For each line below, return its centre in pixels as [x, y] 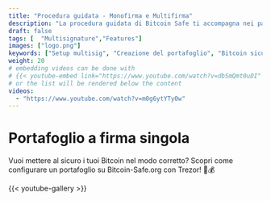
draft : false [30, 31]
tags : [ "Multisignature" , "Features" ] [75, 38]
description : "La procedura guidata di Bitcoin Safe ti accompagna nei [131, 23]
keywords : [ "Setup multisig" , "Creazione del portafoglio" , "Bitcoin [128, 53]
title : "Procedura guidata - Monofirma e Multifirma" [101, 16]
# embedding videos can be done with [72, 69]
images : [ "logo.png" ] [45, 46]
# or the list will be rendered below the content [95, 83]
